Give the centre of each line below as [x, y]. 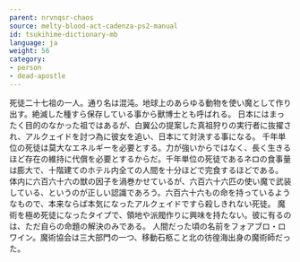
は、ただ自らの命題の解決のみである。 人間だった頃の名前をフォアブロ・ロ [148, 226]
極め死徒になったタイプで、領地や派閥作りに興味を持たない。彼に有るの [158, 214]
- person [26, 68]
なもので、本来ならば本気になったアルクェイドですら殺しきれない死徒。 [142, 204]
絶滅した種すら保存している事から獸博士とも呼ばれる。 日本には [151, 114]
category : [28, 59]
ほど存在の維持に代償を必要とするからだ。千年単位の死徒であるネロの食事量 [150, 159]
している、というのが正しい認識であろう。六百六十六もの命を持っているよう [150, 192]
